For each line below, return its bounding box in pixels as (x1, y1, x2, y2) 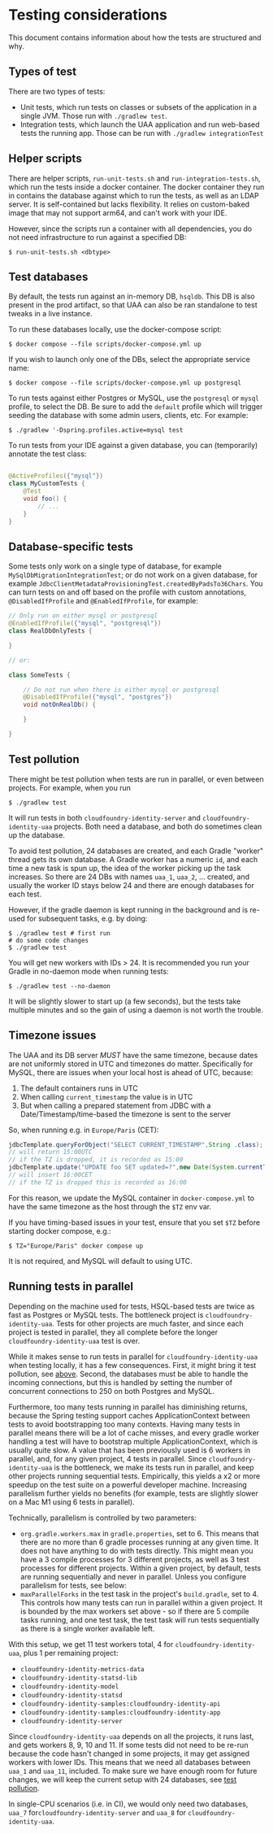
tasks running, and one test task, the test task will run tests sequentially (19, 1614, 260, 1624)
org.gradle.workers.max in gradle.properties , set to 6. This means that (19, 1528, 259, 1538)
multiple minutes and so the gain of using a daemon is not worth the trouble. (8, 1004, 264, 1014)
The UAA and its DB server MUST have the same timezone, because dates (8, 1050, 258, 1060)
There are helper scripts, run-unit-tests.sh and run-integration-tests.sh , (8, 173, 262, 183)
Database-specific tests (8, 539, 134, 554)
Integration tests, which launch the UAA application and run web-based (19, 120, 260, 129)
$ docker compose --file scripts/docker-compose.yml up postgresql (8, 379, 242, 387)
